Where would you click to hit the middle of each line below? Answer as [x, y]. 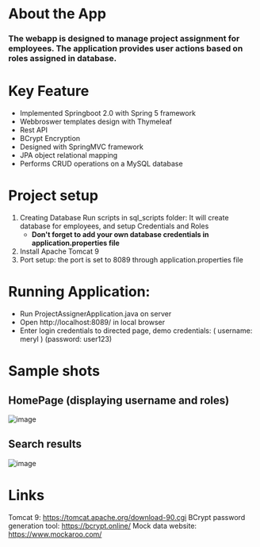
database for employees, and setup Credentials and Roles [114, 226]
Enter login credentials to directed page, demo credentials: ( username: [136, 331]
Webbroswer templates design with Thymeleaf [96, 122]
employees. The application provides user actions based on [126, 48]
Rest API [34, 130]
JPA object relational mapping [69, 155]
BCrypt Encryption [50, 139]
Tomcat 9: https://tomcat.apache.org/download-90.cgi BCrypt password [127, 517]
